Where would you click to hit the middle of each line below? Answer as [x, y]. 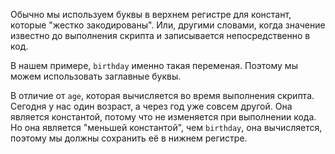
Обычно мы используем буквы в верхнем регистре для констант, [151, 14]
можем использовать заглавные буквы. [96, 76]
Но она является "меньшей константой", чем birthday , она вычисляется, [166, 127]
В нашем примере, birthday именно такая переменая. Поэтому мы [154, 65]
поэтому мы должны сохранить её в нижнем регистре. [129, 138]
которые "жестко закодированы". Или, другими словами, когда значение [168, 25]
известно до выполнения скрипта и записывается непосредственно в [160, 35]
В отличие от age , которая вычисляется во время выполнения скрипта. [162, 95]
